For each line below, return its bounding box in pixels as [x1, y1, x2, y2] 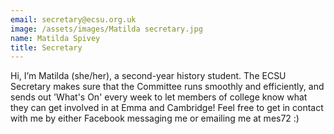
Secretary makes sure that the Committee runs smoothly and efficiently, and [10, 81, 325, 93]
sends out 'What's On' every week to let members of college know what [10, 91, 308, 103]
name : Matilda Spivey [10, 33, 101, 43]
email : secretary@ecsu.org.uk [10, 14, 137, 25]
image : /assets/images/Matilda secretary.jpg [10, 24, 203, 34]
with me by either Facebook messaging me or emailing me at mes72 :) [10, 112, 300, 125]
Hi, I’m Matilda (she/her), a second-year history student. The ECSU [10, 70, 287, 82]
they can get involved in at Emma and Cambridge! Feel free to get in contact [10, 102, 324, 114]
